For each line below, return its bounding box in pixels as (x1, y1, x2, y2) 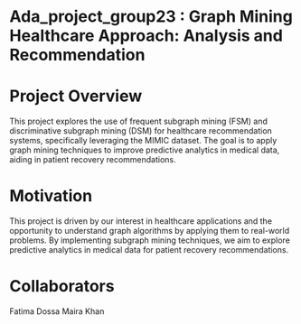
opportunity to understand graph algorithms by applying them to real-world (9, 226, 290, 236)
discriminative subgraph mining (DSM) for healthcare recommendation (9, 125, 273, 136)
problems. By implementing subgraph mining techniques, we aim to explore (9, 235, 291, 245)
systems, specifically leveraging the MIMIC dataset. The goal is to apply (9, 135, 277, 146)
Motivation (9, 186, 93, 207)
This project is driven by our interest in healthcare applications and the (9, 216, 273, 227)
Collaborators (9, 276, 115, 297)
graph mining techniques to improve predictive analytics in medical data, (9, 144, 280, 155)
